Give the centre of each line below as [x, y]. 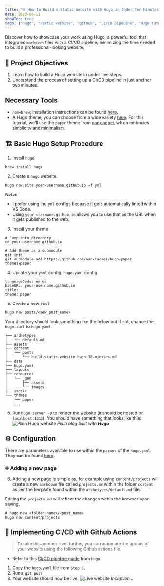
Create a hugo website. [35, 176]
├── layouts [17, 369]
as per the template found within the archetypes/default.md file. [76, 489]
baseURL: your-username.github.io [40, 286]
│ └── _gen [18, 378]
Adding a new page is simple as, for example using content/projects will [85, 479]
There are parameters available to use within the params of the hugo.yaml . [78, 451]
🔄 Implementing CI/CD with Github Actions [71, 532]
